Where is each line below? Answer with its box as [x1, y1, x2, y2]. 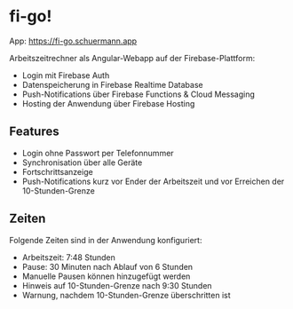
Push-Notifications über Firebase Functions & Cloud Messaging [21, 89, 256, 99]
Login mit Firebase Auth [21, 69, 110, 81]
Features [9, 124, 59, 139]
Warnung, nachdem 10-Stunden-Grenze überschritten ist [21, 289, 231, 300]
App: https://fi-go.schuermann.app [9, 36, 138, 46]
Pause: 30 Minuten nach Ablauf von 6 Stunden [21, 261, 194, 272]
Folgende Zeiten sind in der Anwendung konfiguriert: [9, 234, 202, 245]
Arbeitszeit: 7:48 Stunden [21, 251, 115, 263]
